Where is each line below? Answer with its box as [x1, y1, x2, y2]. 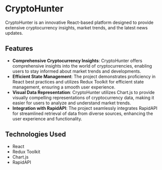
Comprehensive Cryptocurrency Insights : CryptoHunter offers [12, 58, 143, 64]
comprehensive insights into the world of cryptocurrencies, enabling [12, 63, 152, 69]
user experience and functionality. [12, 115, 83, 122]
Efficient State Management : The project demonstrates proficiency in [12, 73, 156, 80]
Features [5, 44, 33, 53]
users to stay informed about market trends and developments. [12, 68, 141, 74]
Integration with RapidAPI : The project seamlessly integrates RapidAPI [12, 105, 158, 111]
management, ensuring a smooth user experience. [12, 84, 115, 90]
